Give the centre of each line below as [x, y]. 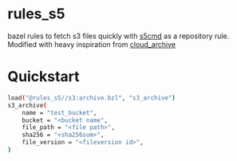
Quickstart [44, 77]
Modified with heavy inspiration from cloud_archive [92, 44]
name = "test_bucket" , [59, 112]
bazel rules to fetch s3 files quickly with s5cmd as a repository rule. [118, 36]
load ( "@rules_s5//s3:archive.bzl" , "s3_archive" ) [92, 98]
